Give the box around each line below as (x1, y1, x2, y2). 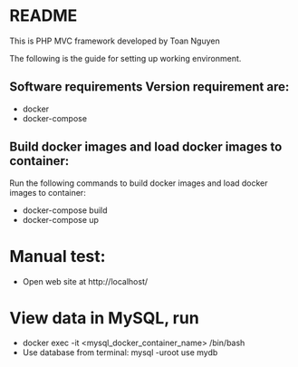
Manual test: (9, 246, 106, 266)
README (9, 5, 78, 26)
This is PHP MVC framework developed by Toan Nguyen (9, 35, 220, 46)
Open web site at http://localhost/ (22, 275, 149, 286)
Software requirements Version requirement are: (9, 79, 290, 95)
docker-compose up (22, 214, 100, 225)
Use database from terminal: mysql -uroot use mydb (22, 347, 218, 358)
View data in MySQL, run (9, 307, 199, 328)
